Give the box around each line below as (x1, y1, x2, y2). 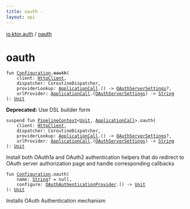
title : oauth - (6, 8, 43, 15)
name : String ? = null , (16, 177, 72, 183)
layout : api (6, 14, 35, 20)
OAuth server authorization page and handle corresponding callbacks (6, 160, 175, 167)
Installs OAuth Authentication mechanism (6, 197, 106, 204)
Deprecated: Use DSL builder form (6, 107, 91, 114)
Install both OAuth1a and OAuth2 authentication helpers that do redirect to (6, 154, 185, 161)
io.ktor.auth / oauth (6, 30, 52, 37)
